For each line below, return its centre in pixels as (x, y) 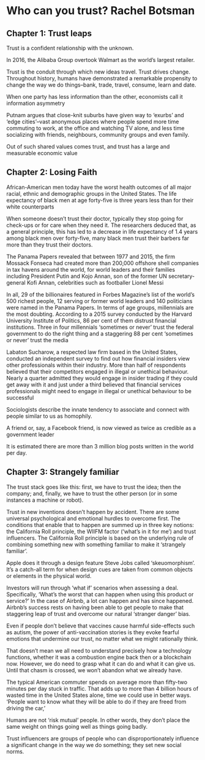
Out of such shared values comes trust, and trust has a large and (88, 147)
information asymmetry (36, 103)
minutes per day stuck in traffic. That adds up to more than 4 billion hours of (102, 688)
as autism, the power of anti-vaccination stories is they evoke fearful (93, 632)
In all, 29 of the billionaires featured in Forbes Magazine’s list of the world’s (100, 294)
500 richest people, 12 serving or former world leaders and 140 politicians (99, 301)
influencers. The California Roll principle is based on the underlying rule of (100, 538)
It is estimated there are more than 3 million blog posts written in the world (100, 446)
